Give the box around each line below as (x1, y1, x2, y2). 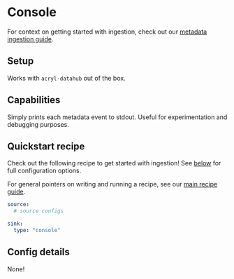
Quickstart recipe (7, 140, 85, 152)
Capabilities (7, 94, 61, 106)
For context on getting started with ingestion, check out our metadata (7, 27, 207, 36)
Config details (7, 246, 70, 258)
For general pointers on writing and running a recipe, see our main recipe (7, 180, 218, 189)
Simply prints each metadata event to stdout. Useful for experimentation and (7, 113, 228, 121)
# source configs (13, 207, 64, 215)
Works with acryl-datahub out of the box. (7, 74, 126, 82)
